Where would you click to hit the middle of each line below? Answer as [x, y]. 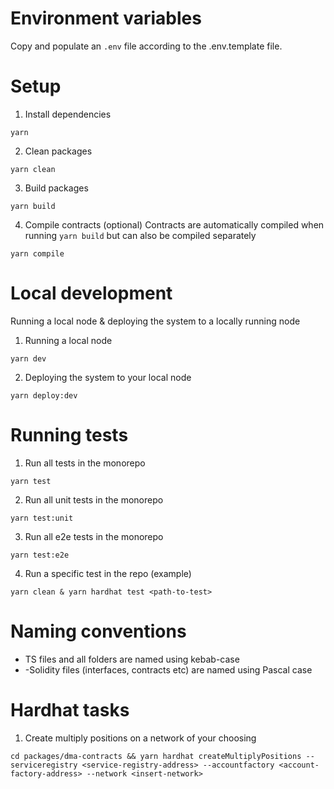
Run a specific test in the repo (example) [108, 573]
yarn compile [37, 253]
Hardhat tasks [70, 709]
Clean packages [58, 151]
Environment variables [106, 18]
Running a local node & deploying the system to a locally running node [155, 321]
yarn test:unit [42, 518]
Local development [91, 293]
